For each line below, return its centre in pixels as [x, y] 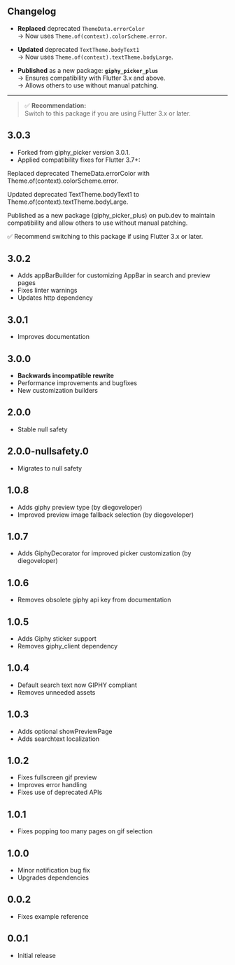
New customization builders [57, 391]
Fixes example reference [53, 916]
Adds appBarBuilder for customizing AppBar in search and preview [114, 275]
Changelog [32, 12]
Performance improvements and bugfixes [77, 383]
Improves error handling [52, 785]
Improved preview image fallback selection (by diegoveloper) [106, 515]
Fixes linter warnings [47, 291]
